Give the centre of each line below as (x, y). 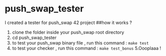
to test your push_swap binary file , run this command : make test (80, 42)
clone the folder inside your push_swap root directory (68, 32)
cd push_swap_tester (34, 37)
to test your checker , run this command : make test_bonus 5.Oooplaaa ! (87, 48)
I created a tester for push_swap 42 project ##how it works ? (69, 22)
